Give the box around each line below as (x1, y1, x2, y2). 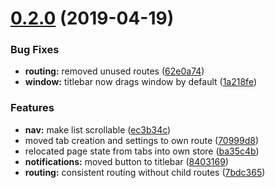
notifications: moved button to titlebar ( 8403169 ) (24, 155, 229, 167)
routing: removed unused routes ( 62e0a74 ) (24, 65, 205, 77)
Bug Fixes (10, 43, 60, 57)
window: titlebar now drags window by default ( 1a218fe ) (24, 76, 257, 88)
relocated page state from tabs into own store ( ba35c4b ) (24, 145, 260, 157)
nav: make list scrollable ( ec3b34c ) (24, 123, 172, 136)
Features (10, 101, 55, 115)
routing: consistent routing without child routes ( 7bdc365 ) (24, 166, 266, 178)
